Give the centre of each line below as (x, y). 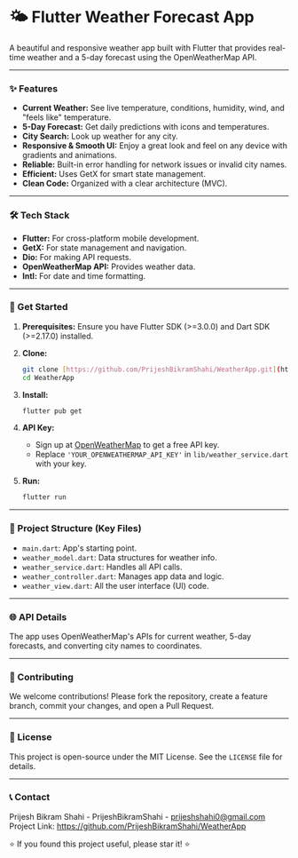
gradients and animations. (70, 155)
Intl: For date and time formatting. (84, 275)
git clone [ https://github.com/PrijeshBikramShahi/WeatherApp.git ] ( (151, 369)
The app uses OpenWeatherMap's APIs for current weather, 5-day (130, 636)
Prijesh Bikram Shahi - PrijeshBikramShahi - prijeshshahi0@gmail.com (137, 816)
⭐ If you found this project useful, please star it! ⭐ (100, 844)
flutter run (44, 497)
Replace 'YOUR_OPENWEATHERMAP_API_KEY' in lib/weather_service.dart (162, 455)
